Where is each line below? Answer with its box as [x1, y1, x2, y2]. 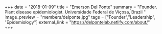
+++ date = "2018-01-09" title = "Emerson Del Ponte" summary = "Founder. [4, 4, 158, 10]
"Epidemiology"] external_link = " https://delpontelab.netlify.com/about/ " [4, 19, 150, 25]
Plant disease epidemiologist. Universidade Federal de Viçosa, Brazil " [4, 9, 146, 15]
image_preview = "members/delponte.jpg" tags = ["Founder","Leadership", [4, 14, 156, 20]
